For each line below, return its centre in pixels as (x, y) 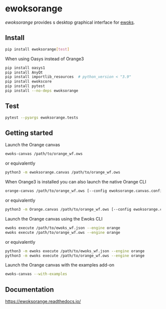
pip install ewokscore (28, 82)
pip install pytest (25, 86)
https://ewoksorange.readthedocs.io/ (43, 302)
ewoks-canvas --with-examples (36, 274)
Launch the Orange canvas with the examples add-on (60, 265)
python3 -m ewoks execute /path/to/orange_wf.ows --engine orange (75, 256)
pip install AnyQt (24, 72)
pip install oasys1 (25, 68)
